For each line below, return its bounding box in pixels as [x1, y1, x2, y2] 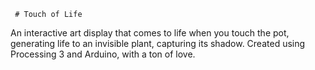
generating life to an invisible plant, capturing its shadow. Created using [10, 38, 306, 49]
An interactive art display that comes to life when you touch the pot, [10, 27, 290, 39]
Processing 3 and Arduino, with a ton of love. [10, 48, 196, 60]
